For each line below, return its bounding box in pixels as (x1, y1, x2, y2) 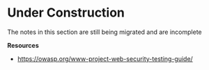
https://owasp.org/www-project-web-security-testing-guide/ (17, 54, 193, 63)
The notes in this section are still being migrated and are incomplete (7, 28, 202, 36)
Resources (7, 41, 40, 49)
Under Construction (7, 5, 125, 21)
